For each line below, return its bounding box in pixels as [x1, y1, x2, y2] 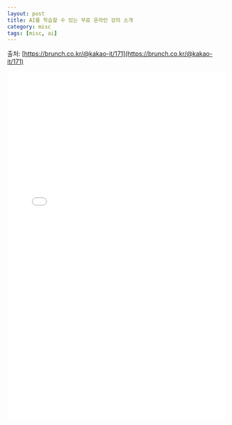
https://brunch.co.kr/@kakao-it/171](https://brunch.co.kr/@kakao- [24, 49, 213, 58]
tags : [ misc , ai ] [7, 29, 58, 37]
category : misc [7, 23, 51, 30]
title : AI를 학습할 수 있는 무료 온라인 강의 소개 [7, 17, 133, 24]
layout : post [7, 10, 45, 17]
